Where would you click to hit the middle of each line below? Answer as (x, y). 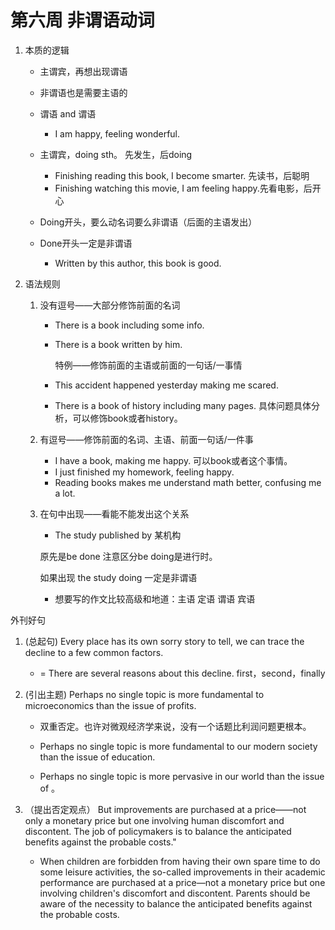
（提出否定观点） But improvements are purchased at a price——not (165, 809)
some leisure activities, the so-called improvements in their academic (182, 872)
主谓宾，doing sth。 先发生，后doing (116, 154)
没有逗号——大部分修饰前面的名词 (110, 305)
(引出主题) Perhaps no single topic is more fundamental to (144, 694)
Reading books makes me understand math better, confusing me (188, 482)
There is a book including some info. (129, 325)
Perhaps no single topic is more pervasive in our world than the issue (182, 776)
